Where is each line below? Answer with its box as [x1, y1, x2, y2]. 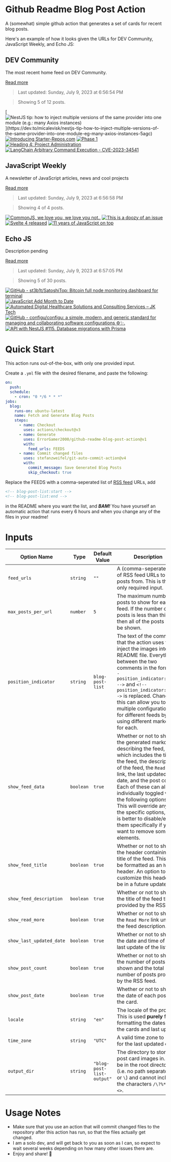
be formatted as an [117, 861, 162, 868]
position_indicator [8, 678, 55, 685]
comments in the [117, 664, 157, 671]
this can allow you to [117, 698, 166, 705]
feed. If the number [117, 605, 163, 612]
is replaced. [123, 692, 152, 699]
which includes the [117, 751, 162, 758]
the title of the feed [117, 895, 162, 902]
